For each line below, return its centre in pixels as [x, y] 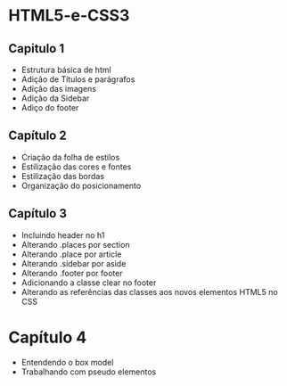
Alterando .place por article [71, 254]
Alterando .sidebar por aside [74, 263]
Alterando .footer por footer [72, 273]
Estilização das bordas [62, 176]
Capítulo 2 [38, 136]
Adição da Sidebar [55, 98]
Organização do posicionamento [81, 185]
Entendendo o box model [67, 362]
